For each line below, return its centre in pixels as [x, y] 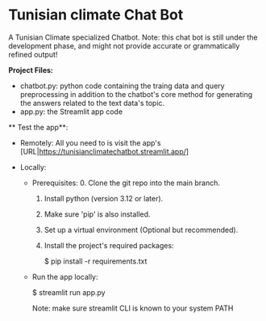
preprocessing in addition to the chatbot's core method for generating [136, 94]
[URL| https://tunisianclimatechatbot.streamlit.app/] [104, 151]
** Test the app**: [38, 127]
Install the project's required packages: [109, 245]
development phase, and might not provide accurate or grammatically [124, 45]
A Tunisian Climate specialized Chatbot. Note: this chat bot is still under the [133, 37]
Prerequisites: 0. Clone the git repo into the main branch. [126, 183]
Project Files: [31, 70]
